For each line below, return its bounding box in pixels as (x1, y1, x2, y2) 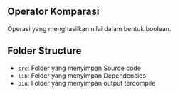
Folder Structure (7, 45, 82, 57)
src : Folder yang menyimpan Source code (17, 64, 141, 72)
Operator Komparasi (7, 6, 100, 18)
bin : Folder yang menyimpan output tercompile (17, 78, 156, 87)
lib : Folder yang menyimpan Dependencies (17, 71, 147, 80)
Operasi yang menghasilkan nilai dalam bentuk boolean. (7, 24, 172, 33)
